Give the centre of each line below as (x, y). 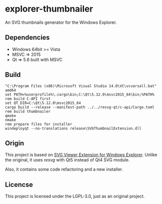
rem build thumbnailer (28, 111)
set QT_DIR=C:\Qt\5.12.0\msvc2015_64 (43, 103)
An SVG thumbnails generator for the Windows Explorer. (61, 22)
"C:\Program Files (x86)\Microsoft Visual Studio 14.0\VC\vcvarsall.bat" (81, 86)
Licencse (19, 184)
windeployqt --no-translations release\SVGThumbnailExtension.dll (73, 128)
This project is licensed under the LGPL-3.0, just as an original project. (75, 196)
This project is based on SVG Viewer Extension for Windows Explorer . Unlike (81, 155)
